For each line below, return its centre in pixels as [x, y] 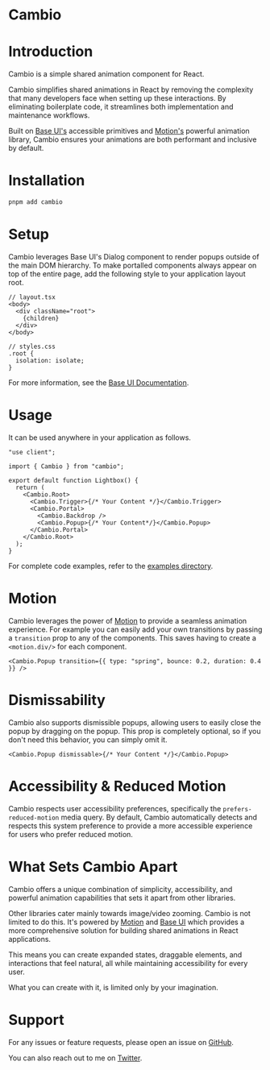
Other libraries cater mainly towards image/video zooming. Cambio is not [130, 913]
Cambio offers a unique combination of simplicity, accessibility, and [120, 889]
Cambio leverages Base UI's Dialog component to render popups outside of [134, 256]
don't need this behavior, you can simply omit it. [88, 740]
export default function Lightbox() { [73, 480]
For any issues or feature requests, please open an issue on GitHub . [121, 1042]
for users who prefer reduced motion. [71, 834]
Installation [47, 181]
